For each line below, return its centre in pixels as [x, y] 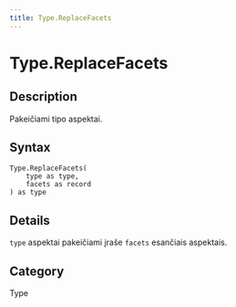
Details [30, 220]
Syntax [30, 148]
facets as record [59, 185]
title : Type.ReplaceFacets [61, 18]
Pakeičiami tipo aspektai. [56, 119]
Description [43, 97]
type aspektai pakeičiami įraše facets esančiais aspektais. [118, 242]
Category [37, 271]
